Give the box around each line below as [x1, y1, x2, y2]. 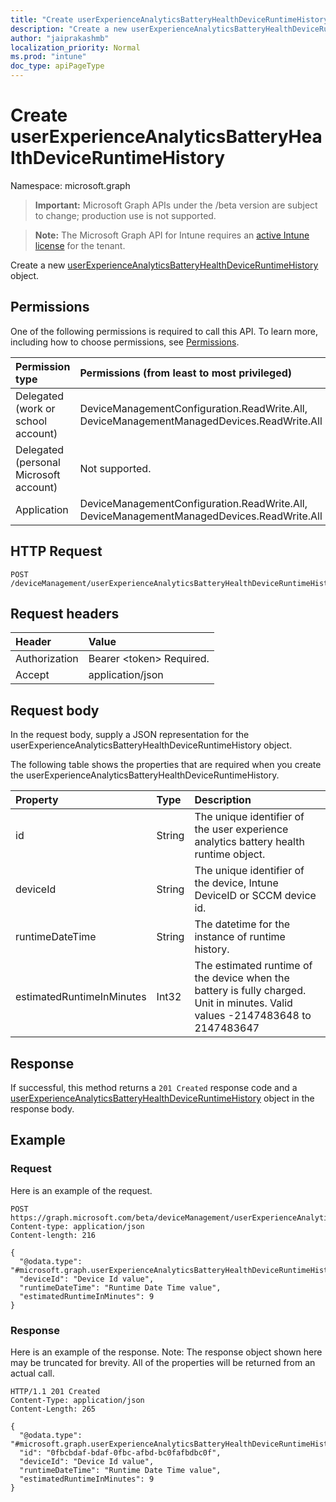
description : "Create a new [10, 24, 128, 34]
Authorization [15, 652, 79, 666]
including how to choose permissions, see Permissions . [10, 336, 240, 348]
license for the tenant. [34, 239, 126, 251]
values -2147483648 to [194, 1009, 312, 1023]
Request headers [10, 605, 120, 622]
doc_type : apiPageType [10, 61, 105, 71]
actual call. [10, 1367, 55, 1379]
